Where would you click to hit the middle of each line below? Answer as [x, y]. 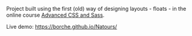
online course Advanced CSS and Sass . [55, 15]
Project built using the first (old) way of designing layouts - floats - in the [96, 9]
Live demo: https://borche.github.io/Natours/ [62, 27]
